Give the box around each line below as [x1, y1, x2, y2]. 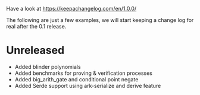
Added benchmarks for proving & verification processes [14, 69, 153, 77]
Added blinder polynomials [14, 63, 82, 70]
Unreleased [6, 44, 65, 57]
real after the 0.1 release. [6, 23, 67, 30]
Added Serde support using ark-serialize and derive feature [14, 82, 161, 89]
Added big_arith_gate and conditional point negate [14, 75, 139, 83]
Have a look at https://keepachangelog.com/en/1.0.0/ [6, 5, 137, 12]
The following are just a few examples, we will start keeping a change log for [6, 17, 194, 23]
